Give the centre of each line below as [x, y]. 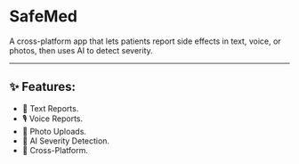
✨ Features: [42, 87]
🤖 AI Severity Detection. [65, 141]
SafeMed [44, 16]
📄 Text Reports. [50, 108]
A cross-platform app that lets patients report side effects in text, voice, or [145, 41]
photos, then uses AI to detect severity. [81, 50]
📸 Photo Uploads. [54, 131]
